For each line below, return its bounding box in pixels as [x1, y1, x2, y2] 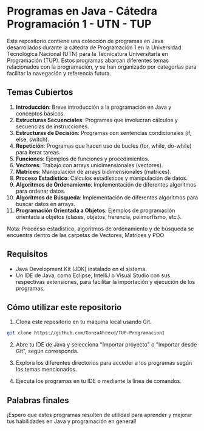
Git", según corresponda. [15, 348, 79, 355]
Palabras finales [7, 395, 69, 405]
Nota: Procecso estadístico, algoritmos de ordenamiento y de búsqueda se [7, 225, 194, 232]
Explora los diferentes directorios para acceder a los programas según [15, 359, 192, 367]
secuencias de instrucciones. [15, 123, 90, 130]
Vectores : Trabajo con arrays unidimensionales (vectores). [15, 161, 163, 168]
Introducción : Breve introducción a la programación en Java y [15, 103, 172, 111]
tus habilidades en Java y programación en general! [7, 418, 137, 425]
